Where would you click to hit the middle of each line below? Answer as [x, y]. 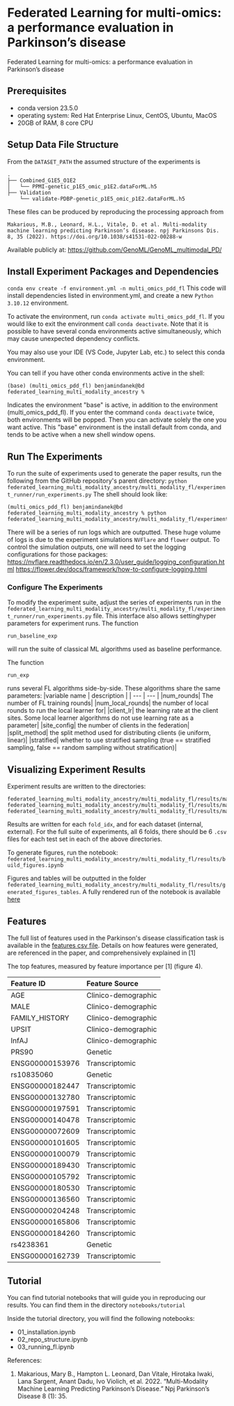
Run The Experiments [55, 456]
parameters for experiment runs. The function [73, 623]
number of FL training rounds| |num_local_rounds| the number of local [108, 703]
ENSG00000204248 [45, 1211]
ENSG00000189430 [45, 1165]
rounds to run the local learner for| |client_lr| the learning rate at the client [113, 711]
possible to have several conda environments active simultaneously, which [114, 331]
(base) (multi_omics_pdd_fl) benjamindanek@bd [76, 386]
